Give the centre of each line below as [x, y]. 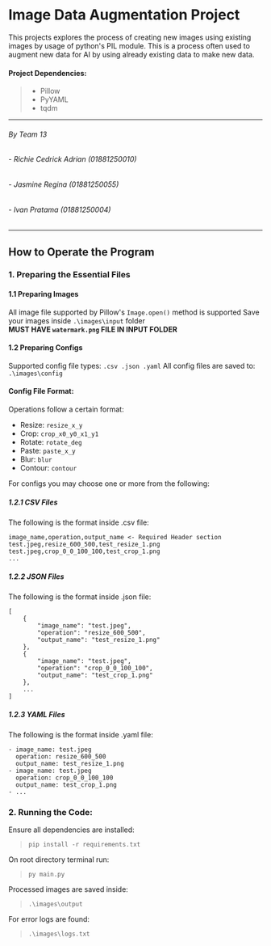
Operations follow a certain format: [66, 409]
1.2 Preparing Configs [46, 348]
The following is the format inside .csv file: [79, 522]
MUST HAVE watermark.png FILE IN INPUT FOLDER [93, 329]
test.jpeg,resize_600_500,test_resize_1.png [84, 545]
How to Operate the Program [81, 252]
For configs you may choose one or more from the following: [109, 484]
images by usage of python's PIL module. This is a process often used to [129, 45]
